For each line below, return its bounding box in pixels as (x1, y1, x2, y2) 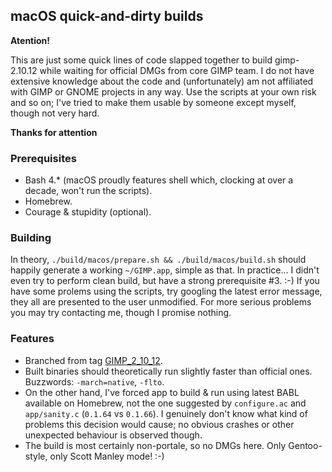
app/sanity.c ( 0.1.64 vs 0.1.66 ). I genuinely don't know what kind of (24, 407, 308, 419)
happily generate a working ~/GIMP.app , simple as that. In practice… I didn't (10, 264, 320, 276)
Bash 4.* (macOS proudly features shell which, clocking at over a (24, 174, 294, 186)
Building (10, 231, 52, 245)
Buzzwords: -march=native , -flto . (24, 375, 165, 388)
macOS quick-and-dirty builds (10, 8, 204, 25)
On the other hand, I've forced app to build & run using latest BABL (24, 386, 300, 398)
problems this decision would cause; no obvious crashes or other (24, 418, 295, 430)
